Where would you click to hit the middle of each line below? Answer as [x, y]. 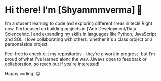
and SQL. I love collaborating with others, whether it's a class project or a [79, 39]
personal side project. [27, 44]
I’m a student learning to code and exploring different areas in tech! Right [79, 23]
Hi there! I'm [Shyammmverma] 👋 [74, 10]
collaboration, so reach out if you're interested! [52, 64]
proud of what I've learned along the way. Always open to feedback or [76, 59]
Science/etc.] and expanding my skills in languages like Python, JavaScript [80, 34]
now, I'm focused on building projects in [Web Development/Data [71, 28]
